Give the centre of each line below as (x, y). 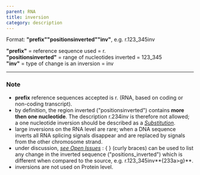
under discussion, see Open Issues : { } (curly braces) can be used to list (104, 148)
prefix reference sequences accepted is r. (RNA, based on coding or (99, 97)
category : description (34, 23)
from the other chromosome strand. (59, 141)
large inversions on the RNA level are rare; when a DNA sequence (95, 129)
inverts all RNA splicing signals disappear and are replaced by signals (100, 135)
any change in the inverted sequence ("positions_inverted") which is (99, 154)
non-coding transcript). (43, 104)
